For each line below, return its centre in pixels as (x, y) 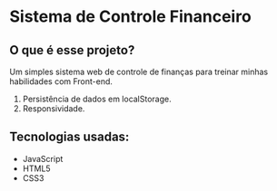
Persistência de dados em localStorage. (97, 99)
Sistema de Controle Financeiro (130, 17)
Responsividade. (54, 109)
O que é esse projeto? (72, 50)
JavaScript (43, 158)
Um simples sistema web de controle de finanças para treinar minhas (139, 72)
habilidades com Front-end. (61, 81)
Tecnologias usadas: (69, 137)
